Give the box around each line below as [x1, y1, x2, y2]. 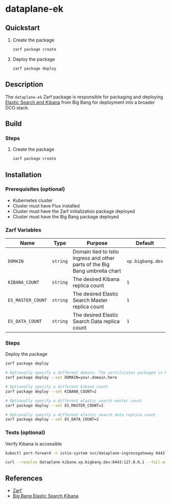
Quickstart [5, 24, 40, 32]
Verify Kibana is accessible [5, 441, 62, 447]
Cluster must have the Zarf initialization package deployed [12, 208, 135, 214]
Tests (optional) [5, 429, 45, 436]
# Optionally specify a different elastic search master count [5, 398, 142, 403]
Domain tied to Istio [72, 248, 119, 256]
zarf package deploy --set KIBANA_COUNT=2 [5, 389, 97, 394]
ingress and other [72, 255, 115, 262]
